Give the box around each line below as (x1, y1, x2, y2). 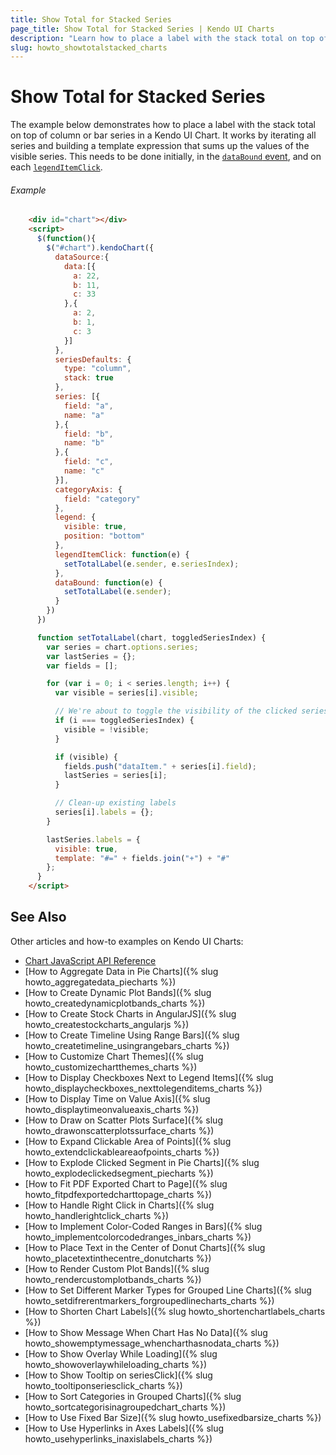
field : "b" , (63, 429, 114, 439)
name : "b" (63, 438, 105, 448)
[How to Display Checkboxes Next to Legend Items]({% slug (24, 1071, 274, 1083)
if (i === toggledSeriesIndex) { (54, 716, 195, 726)
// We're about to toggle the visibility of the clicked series (54, 706, 329, 716)
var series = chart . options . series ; (46, 642, 199, 652)
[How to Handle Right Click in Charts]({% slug (24, 1199, 215, 1211)
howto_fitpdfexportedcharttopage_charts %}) (24, 1188, 213, 1200)
